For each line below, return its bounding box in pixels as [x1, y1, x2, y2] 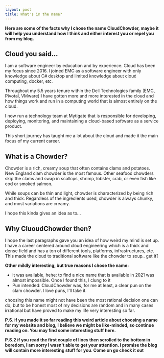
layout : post [5, 7, 32, 12]
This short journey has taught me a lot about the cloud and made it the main [5, 133, 158, 139]
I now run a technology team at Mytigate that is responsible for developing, [5, 113, 157, 119]
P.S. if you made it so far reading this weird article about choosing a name [5, 317, 158, 323]
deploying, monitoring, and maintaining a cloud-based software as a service [5, 118, 159, 124]
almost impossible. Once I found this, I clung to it [12, 277, 111, 283]
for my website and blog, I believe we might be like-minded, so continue [5, 322, 154, 328]
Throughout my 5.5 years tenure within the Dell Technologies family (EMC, [5, 88, 155, 94]
